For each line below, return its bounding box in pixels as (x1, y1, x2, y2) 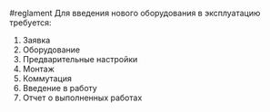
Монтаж (22, 63, 55, 74)
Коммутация (22, 73, 73, 84)
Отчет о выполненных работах (22, 92, 143, 103)
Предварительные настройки (22, 54, 138, 64)
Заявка (22, 35, 51, 45)
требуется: (9, 17, 52, 28)
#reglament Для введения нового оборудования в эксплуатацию (9, 8, 261, 18)
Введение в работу (22, 83, 97, 93)
